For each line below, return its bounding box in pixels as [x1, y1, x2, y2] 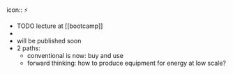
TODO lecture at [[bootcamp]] [16, 22, 103, 30]
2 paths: [16, 44, 41, 52]
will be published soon [16, 37, 82, 45]
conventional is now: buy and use [27, 52, 123, 59]
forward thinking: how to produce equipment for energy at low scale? [27, 59, 226, 67]
